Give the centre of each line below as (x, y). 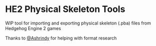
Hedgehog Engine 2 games (33, 28)
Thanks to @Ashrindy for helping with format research (61, 38)
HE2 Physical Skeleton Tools (65, 9)
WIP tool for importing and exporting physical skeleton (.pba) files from (78, 23)
